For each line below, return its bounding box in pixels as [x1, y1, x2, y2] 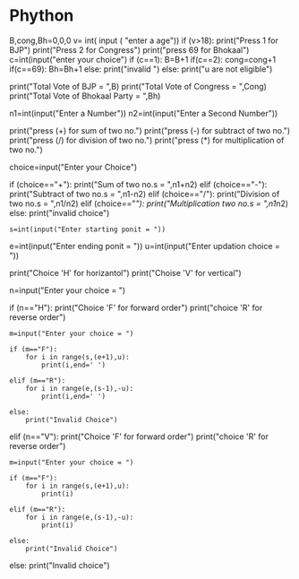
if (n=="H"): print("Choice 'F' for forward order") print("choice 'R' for [9, 302, 263, 313]
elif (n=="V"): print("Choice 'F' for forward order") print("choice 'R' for [9, 431, 269, 442]
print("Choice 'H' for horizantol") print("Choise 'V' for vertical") [9, 267, 242, 278]
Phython [9, 5, 74, 26]
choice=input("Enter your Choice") [9, 161, 138, 172]
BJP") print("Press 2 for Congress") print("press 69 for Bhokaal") [9, 44, 250, 55]
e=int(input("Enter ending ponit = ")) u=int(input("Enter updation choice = [9, 240, 280, 251]
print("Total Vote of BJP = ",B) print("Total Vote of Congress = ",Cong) [9, 81, 267, 91]
